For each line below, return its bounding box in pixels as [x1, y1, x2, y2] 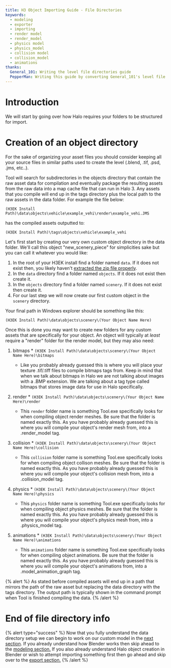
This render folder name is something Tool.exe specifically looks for [20, 408, 163, 414]
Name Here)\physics [12, 491, 55, 497]
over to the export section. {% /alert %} [5, 657, 88, 663]
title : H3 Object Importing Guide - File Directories [5, 7, 123, 13]
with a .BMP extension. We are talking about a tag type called [20, 378, 150, 384]
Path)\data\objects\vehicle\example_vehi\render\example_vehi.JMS [5, 211, 150, 216]
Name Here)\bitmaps [12, 352, 55, 358]
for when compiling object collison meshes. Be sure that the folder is [20, 460, 165, 466]
